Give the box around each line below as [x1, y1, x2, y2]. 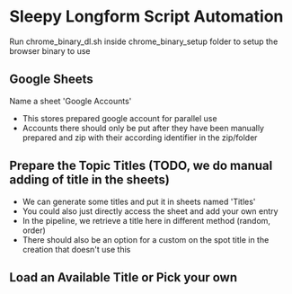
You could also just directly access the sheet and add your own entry [22, 205, 279, 217]
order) [22, 225, 47, 236]
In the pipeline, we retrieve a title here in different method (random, [22, 215, 271, 226]
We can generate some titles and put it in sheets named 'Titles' [22, 196, 256, 207]
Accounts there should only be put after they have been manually [22, 122, 265, 133]
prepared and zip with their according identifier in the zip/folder [22, 132, 258, 143]
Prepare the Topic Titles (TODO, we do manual [9, 158, 273, 174]
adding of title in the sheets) [9, 173, 171, 188]
